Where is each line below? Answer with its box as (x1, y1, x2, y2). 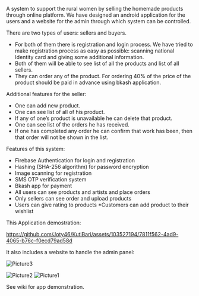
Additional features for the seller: (6, 91, 87, 97)
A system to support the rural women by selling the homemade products (6, 5, 184, 12)
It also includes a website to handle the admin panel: (6, 249, 135, 255)
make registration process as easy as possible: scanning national (14, 47, 175, 54)
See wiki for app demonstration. (6, 283, 84, 290)
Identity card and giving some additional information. (14, 54, 144, 60)
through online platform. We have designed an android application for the (6, 11, 185, 18)
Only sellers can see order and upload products (14, 195, 132, 202)
